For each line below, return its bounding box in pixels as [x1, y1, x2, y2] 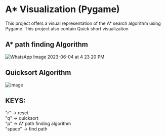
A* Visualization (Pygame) [5, 4, 120, 15]
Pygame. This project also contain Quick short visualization [5, 25, 129, 31]
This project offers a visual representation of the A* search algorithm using [5, 20, 161, 26]
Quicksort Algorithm [5, 68, 71, 77]
